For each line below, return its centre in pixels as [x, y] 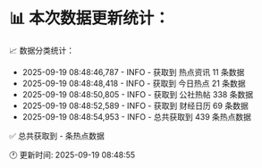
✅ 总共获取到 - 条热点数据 [57, 136]
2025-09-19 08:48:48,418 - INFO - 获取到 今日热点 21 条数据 [134, 83]
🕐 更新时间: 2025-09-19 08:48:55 [72, 155]
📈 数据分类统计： [42, 50]
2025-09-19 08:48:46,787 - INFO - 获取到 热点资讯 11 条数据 [133, 71]
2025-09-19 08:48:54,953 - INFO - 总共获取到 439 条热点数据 [137, 116]
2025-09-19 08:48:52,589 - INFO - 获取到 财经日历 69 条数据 [135, 105]
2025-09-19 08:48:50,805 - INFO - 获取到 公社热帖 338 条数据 [137, 94]
